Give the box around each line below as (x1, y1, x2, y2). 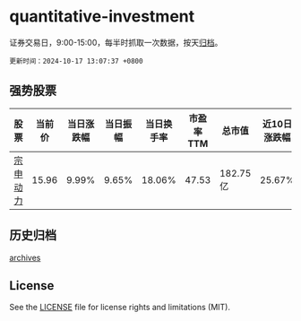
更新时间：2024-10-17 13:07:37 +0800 (9, 56, 143, 65)
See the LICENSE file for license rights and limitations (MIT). (9, 302, 231, 313)
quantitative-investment (9, 6, 195, 27)
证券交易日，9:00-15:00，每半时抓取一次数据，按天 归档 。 (9, 37, 223, 48)
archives (9, 252, 41, 263)
